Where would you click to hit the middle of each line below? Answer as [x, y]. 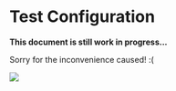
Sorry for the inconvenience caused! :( [82, 59]
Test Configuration [82, 17]
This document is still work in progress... [88, 42]
